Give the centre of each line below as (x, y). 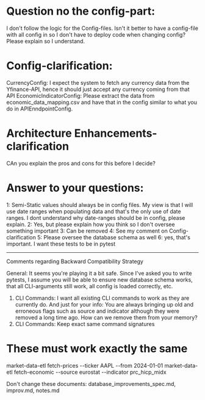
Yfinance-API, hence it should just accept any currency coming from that (98, 89)
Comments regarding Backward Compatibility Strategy (75, 261)
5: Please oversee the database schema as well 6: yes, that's (114, 237)
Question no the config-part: (81, 11)
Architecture (39, 133)
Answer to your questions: (75, 188)
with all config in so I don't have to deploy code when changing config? (96, 34)
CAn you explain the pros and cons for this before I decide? (81, 163)
